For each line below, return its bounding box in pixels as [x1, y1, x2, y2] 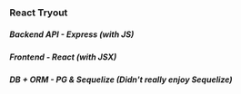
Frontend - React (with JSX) [9, 52, 117, 62]
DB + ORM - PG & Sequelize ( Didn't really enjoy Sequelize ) [9, 74, 234, 85]
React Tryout [9, 6, 68, 19]
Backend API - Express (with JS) [9, 29, 135, 40]
